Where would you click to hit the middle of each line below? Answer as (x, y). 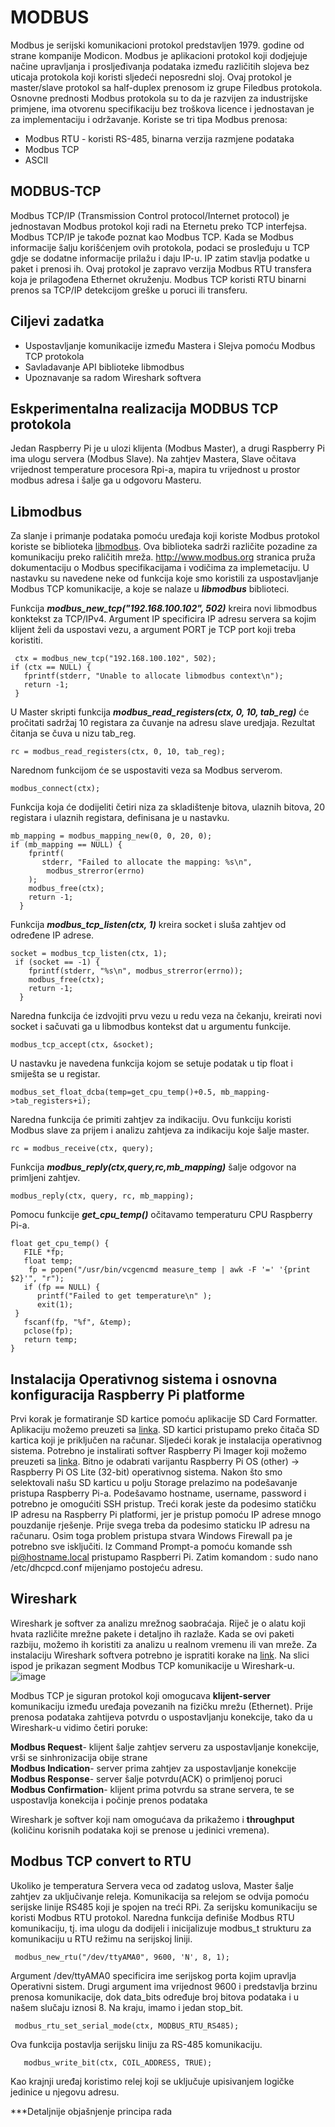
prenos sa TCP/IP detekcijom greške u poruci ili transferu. (129, 290)
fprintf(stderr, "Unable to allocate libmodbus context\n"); (153, 676)
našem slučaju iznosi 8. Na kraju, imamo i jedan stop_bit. (127, 2007)
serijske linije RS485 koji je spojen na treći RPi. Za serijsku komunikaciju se (164, 1907)
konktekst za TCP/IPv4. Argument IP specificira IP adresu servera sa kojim (163, 619)
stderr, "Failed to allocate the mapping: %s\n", (147, 862)
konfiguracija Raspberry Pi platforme (127, 1394)
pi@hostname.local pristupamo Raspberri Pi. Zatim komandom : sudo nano (164, 1557)
